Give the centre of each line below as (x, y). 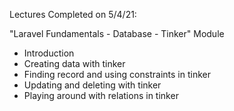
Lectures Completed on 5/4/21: (73, 14)
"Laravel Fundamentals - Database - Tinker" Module (117, 33)
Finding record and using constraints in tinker (117, 74)
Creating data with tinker (74, 63)
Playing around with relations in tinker (101, 95)
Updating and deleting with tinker (92, 85)
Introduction (49, 53)
